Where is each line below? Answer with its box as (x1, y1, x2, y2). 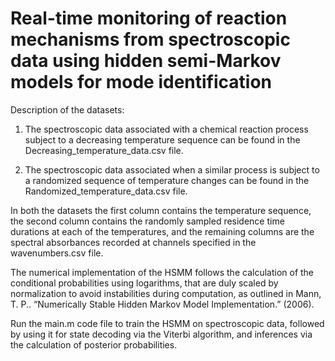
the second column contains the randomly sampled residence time (10, 215, 285, 227)
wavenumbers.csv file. (10, 247, 104, 259)
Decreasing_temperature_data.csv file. (24, 144, 184, 156)
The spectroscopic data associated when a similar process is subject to (24, 163, 320, 176)
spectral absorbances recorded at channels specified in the (10, 236, 257, 248)
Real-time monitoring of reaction (10, 7, 288, 30)
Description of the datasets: (10, 103, 125, 116)
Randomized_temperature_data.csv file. (24, 185, 188, 197)
